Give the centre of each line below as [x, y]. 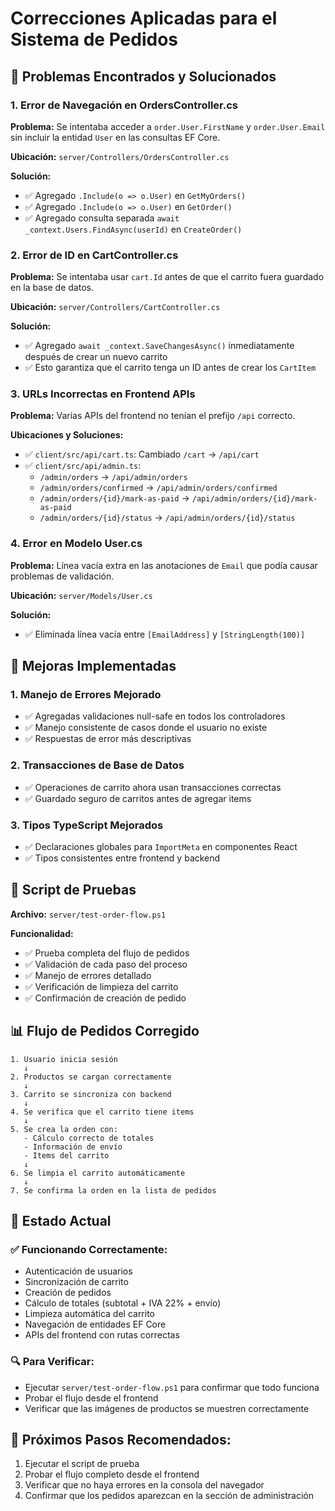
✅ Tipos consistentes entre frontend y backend [122, 858]
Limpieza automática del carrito [90, 1314]
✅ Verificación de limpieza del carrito [101, 986]
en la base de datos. [52, 288]
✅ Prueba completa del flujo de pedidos [107, 953]
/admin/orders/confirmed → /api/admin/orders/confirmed [158, 488]
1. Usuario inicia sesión [64, 1059]
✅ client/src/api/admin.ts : [83, 466]
